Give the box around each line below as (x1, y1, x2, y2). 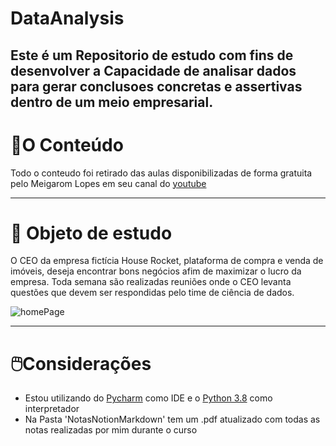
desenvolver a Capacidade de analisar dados (10, 62, 297, 79)
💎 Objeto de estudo (10, 222, 173, 244)
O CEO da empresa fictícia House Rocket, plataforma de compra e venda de (10, 255, 324, 267)
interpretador (24, 403, 80, 415)
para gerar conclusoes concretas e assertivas (10, 78, 303, 95)
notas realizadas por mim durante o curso (24, 424, 198, 436)
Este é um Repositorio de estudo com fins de (10, 47, 294, 64)
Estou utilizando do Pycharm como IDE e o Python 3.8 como (24, 392, 273, 404)
